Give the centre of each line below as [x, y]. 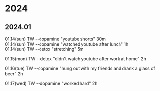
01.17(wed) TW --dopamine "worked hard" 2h [51, 83]
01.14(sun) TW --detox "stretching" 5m [44, 49]
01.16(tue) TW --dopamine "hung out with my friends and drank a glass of [80, 68]
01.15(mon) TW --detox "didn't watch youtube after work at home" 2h [76, 59]
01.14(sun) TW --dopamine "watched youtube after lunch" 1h [67, 44]
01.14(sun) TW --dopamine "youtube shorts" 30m [56, 39]
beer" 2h [14, 74]
